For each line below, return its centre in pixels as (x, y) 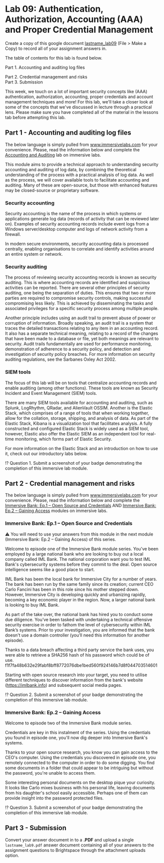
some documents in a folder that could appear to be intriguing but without (79, 768)
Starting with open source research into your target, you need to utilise (76, 675)
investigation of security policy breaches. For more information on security (80, 354)
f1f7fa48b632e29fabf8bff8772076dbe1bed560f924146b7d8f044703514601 (81, 665)
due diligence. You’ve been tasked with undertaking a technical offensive (79, 619)
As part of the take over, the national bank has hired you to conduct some (79, 614)
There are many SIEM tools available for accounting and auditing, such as (79, 402)
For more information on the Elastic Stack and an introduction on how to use (82, 448)
